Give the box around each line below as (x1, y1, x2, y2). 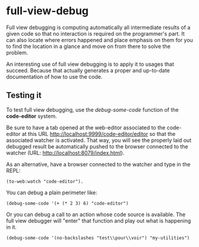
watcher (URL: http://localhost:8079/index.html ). (6, 149, 125, 156)
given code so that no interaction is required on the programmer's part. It (6, 30, 185, 37)
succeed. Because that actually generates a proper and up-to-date (6, 66, 170, 74)
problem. (6, 49, 29, 56)
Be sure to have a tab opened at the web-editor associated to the (6, 123, 166, 131)
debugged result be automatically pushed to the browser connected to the (6, 142, 188, 150)
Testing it (6, 90, 42, 100)
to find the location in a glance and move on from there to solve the (6, 43, 171, 50)
